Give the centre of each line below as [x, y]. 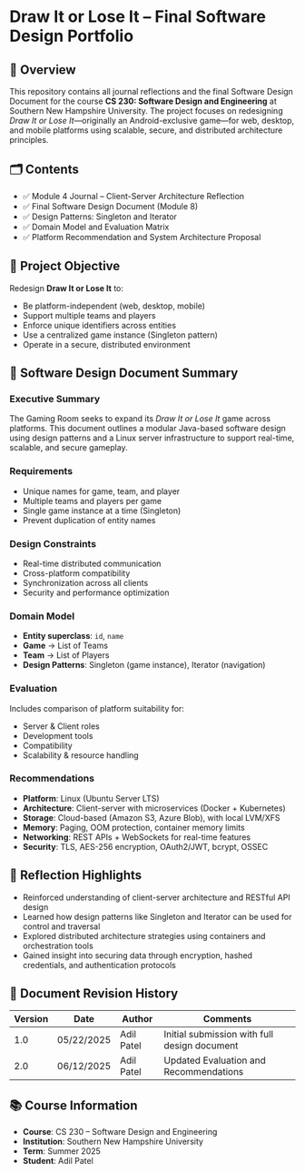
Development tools [58, 735]
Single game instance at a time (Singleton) [102, 511]
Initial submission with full [218, 1035]
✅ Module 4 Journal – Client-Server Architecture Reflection [133, 196]
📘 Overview [43, 70]
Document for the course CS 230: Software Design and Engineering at [143, 101]
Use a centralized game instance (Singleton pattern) [120, 335]
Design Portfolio [72, 36]
